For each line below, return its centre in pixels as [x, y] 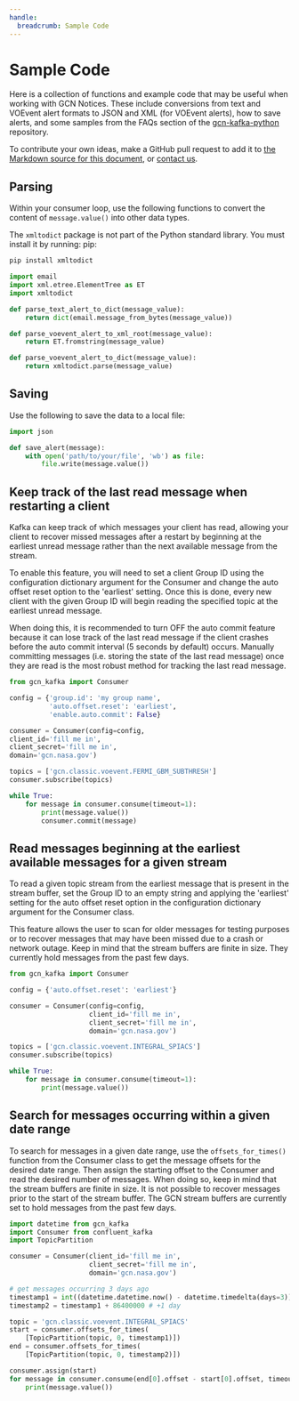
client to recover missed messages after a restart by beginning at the [136, 537]
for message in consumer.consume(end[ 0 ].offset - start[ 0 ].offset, [137, 1379]
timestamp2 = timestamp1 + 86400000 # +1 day [95, 1305]
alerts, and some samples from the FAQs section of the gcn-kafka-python [144, 123]
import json [31, 431]
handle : [24, 17]
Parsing [31, 186]
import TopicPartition [51, 1240]
